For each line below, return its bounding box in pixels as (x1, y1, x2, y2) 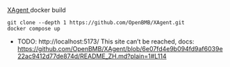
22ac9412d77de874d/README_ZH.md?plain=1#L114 (17, 52, 167, 60)
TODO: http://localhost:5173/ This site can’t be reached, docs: (17, 37, 195, 46)
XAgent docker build (7, 6, 66, 14)
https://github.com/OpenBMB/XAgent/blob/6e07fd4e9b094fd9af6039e (17, 45, 224, 52)
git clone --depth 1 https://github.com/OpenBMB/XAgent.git (7, 19, 186, 26)
